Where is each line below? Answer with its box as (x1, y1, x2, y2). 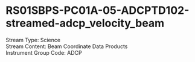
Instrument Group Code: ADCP (5, 49, 82, 56)
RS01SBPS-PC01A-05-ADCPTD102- (5, 4, 190, 17)
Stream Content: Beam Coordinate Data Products (5, 43, 128, 50)
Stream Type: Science (5, 36, 61, 43)
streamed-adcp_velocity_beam (5, 16, 164, 30)
